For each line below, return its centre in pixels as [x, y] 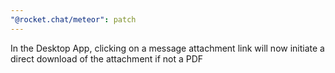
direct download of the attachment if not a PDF [107, 58]
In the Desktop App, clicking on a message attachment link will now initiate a [167, 48]
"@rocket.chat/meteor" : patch [73, 19]
